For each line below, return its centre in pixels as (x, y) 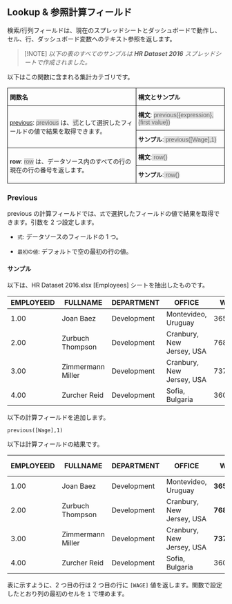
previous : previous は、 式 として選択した (66, 123)
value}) (161, 122)
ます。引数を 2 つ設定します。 (55, 222)
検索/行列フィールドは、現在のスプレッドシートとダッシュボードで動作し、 (114, 30)
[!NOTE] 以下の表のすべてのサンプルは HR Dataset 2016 (104, 53)
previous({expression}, (184, 115)
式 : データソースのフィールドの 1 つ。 (69, 237)
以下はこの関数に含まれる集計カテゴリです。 (70, 77)
